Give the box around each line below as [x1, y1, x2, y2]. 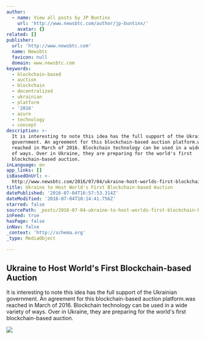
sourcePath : [6, 207, 37, 213]
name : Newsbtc [12, 49, 48, 55]
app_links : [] [6, 167, 43, 173]
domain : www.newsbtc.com [12, 60, 75, 66]
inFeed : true [6, 212, 40, 219]
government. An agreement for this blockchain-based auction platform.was [6, 295, 196, 302]
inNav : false [6, 224, 40, 230]
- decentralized [12, 88, 53, 94]
